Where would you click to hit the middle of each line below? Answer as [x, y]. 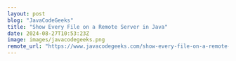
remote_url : [25, 46]
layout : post [26, 14]
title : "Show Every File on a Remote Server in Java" [88, 27]
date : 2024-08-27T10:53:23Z [48, 33]
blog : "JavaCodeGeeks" [40, 20]
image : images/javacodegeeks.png [56, 40]
